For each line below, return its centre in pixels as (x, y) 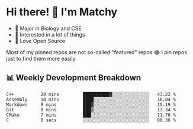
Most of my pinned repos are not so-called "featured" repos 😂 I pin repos (97, 52)
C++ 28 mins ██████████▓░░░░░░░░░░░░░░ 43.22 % (91, 94)
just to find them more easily (41, 58)
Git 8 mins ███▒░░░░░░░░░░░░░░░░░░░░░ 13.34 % (91, 110)
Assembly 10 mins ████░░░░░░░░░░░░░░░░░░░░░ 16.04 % (91, 100)
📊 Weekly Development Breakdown (74, 78)
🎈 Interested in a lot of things (50, 34)
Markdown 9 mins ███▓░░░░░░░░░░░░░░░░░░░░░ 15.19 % (91, 105)
